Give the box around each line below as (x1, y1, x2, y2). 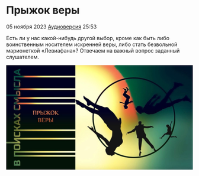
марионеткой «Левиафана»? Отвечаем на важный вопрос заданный (6, 47, 180, 54)
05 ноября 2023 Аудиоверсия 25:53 (6, 23, 97, 30)
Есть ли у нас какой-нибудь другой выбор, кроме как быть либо (6, 34, 170, 41)
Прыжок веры (6, 4, 80, 17)
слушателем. (6, 53, 40, 60)
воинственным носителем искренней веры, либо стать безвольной (6, 41, 178, 48)
